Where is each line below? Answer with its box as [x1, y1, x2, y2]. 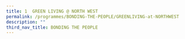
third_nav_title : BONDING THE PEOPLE [6, 24, 98, 30]
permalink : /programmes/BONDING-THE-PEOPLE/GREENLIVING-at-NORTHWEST [6, 14, 180, 19]
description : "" [6, 19, 46, 25]
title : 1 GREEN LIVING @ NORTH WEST [6, 8, 98, 14]
